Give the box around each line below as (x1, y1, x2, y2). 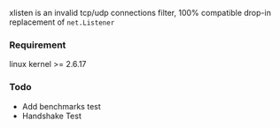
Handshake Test (21, 110, 82, 121)
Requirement (9, 39, 66, 51)
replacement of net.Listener (9, 17, 115, 27)
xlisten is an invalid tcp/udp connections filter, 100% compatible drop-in (9, 8, 272, 18)
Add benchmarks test (21, 101, 102, 111)
